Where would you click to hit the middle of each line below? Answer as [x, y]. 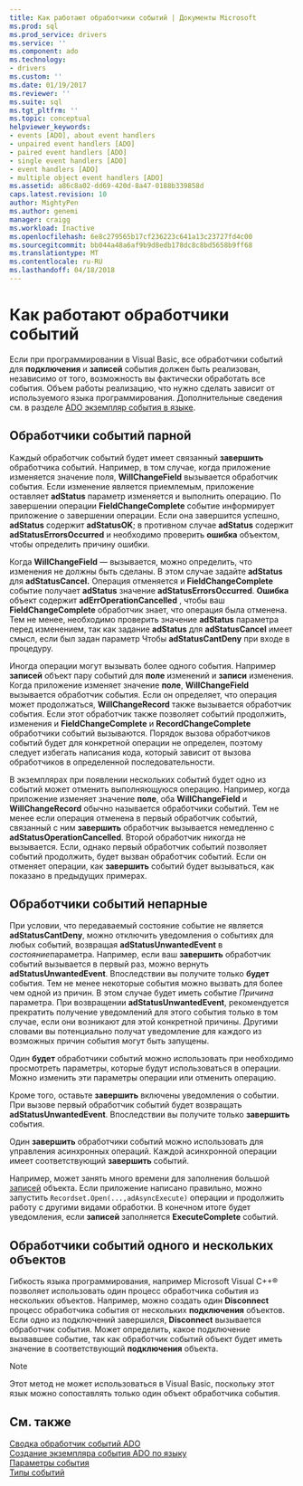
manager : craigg [40, 219]
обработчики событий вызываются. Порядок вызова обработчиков [140, 733]
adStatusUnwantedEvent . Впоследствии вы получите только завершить [150, 1115]
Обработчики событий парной [100, 436]
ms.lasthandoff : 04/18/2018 [62, 271]
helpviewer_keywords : [50, 128]
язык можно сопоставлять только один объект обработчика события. [145, 1394]
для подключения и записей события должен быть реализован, [135, 368]
